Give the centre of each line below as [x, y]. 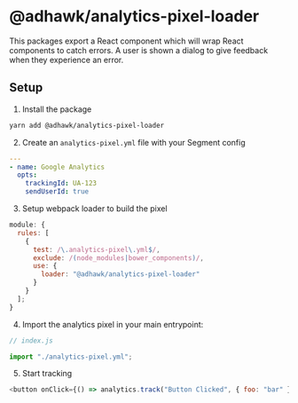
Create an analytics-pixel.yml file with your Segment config [133, 142]
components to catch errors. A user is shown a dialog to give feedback [139, 50]
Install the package [57, 109]
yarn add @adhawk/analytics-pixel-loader [87, 125]
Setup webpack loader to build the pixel [94, 209]
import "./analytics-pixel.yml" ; [71, 357]
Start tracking [47, 374]
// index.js [31, 340]
